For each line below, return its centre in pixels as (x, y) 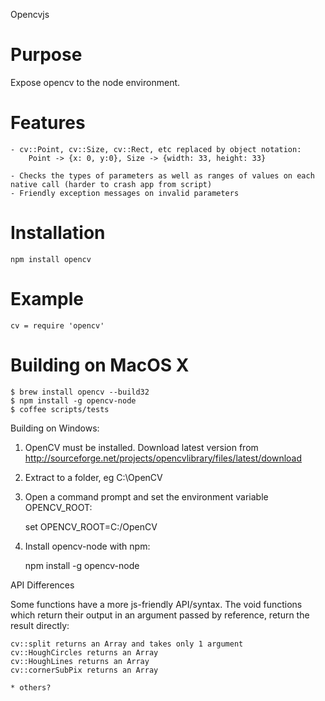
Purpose (46, 55)
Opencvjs (30, 14)
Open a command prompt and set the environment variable (146, 496)
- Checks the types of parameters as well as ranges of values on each (162, 175)
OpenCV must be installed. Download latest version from (141, 447)
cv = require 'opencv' (57, 325)
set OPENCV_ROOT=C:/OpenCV (91, 526)
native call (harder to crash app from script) (111, 184)
